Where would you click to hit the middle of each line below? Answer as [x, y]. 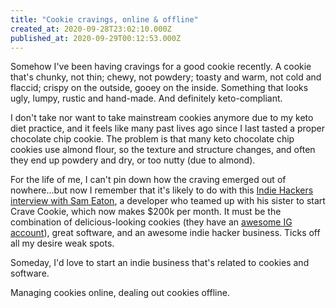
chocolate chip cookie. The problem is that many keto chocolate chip [152, 139]
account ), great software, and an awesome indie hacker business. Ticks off [165, 233]
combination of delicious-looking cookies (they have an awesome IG [151, 222]
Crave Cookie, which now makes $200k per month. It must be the [146, 212]
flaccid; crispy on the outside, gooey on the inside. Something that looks [159, 88]
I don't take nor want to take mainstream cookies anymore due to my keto [162, 118]
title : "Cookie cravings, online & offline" [104, 19]
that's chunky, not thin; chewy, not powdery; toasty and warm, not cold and [166, 77]
